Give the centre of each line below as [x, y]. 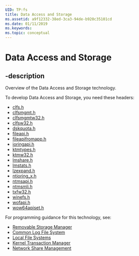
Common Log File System [39, 232]
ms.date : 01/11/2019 [27, 24]
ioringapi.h [23, 144]
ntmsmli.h [22, 187]
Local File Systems [32, 238]
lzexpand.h [24, 171]
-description [25, 76]
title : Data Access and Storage [38, 14]
